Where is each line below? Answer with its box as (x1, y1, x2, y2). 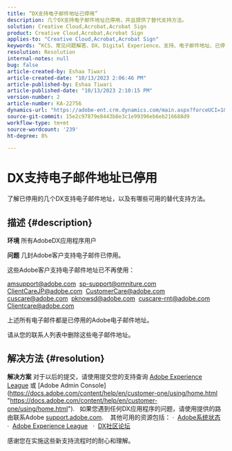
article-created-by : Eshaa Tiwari (7, 68, 107, 75)
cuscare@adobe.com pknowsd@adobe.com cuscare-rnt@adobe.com (7, 295, 211, 302)
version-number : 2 (7, 94, 60, 101)
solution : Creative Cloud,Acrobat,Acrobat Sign (7, 23, 147, 30)
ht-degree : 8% (7, 132, 48, 139)
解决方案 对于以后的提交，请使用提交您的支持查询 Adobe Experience (7, 372, 202, 380)
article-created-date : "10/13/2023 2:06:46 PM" (7, 74, 147, 82)
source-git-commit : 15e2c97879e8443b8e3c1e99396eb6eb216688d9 (7, 113, 190, 120)
